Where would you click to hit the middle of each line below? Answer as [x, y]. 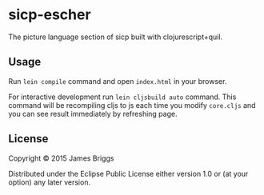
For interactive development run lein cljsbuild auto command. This [122, 97]
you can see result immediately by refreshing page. [93, 113]
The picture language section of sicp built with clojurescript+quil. [115, 37]
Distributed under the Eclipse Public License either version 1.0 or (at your [128, 173]
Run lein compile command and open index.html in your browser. [118, 81]
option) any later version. [49, 182]
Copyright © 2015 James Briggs [61, 158]
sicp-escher [50, 15]
